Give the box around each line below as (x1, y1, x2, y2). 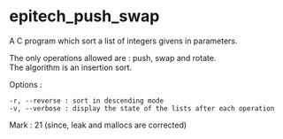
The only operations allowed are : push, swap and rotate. (9, 52, 217, 63)
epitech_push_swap (9, 6, 160, 27)
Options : (9, 79, 42, 89)
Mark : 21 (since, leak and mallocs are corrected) (9, 120, 187, 130)
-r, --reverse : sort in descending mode (9, 96, 164, 105)
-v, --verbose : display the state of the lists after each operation (9, 104, 275, 112)
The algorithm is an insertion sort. (9, 62, 133, 73)
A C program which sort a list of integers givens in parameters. (9, 35, 238, 46)
